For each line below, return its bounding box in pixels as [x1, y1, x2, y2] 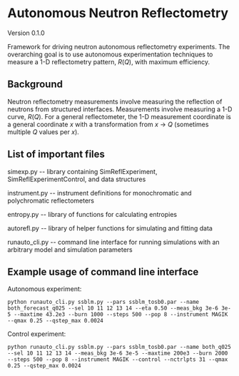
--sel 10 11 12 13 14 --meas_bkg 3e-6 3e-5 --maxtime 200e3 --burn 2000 [7, 350, 228, 357]
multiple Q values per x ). [7, 127, 80, 136]
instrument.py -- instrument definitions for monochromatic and [7, 188, 192, 197]
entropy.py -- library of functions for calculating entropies [7, 210, 177, 218]
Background [7, 78, 63, 91]
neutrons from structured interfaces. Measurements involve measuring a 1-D [7, 105, 233, 113]
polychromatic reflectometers [7, 196, 95, 205]
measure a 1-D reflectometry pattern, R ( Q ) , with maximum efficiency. [7, 57, 210, 66]
